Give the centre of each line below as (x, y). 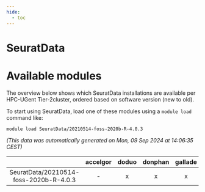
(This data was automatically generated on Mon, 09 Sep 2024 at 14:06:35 (100, 140)
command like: (25, 117)
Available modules (54, 76)
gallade (186, 161)
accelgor (98, 161)
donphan (156, 161)
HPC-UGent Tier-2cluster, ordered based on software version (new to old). (100, 99)
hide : (13, 12)
